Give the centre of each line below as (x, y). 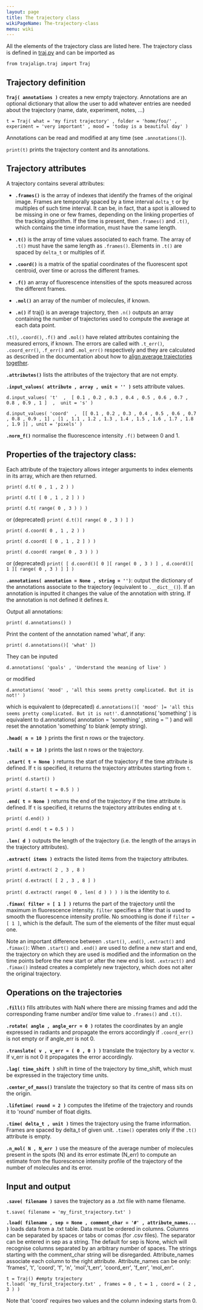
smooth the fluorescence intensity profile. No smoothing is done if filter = (101, 916)
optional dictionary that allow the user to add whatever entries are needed (98, 103)
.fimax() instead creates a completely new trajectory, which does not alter (99, 967)
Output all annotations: (35, 611)
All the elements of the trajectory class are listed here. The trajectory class (99, 46)
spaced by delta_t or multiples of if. (60, 252)
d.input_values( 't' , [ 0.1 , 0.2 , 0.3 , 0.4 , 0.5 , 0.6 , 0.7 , (97, 397)
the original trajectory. (34, 974)
